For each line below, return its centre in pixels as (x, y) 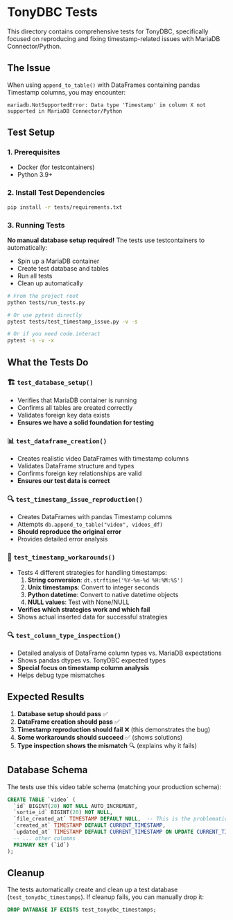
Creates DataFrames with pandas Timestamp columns (95, 517)
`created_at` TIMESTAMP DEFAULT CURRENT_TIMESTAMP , (90, 825)
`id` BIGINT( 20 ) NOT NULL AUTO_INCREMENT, (76, 806)
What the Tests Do (48, 362)
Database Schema (48, 770)
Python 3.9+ (35, 175)
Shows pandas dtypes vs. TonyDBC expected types (92, 660)
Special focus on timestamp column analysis (83, 668)
